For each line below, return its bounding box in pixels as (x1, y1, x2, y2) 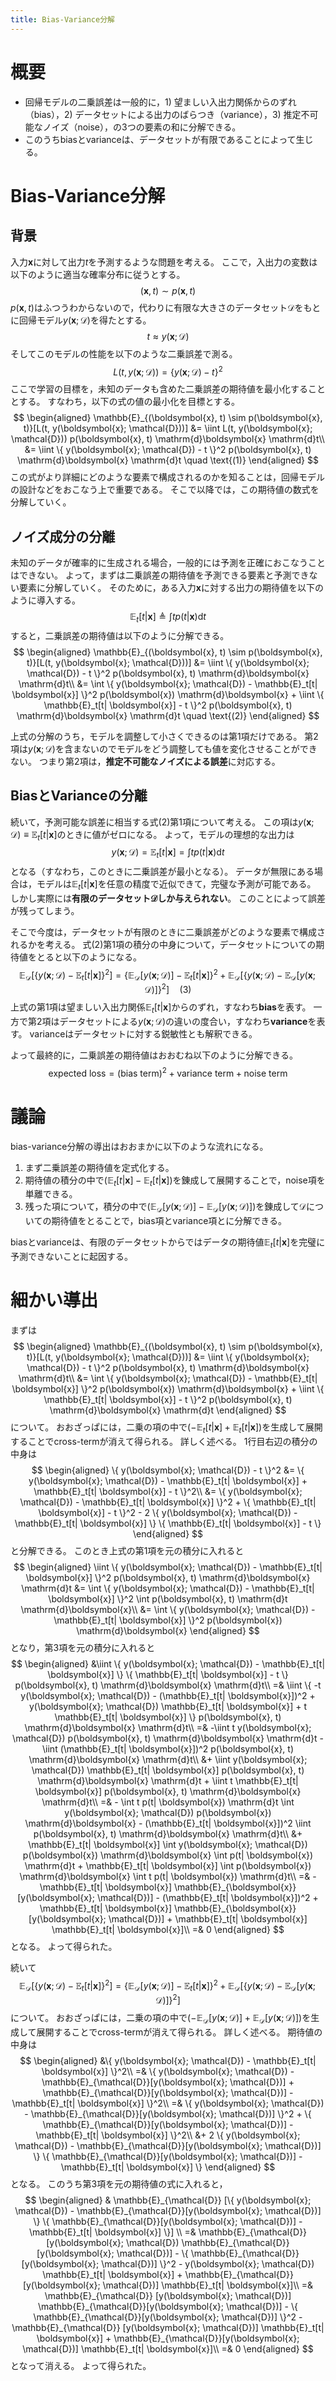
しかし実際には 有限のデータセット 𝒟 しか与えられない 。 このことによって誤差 (10, 892, 327, 905)
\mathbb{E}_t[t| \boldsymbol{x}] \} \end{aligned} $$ (60, 2161, 276, 2173)
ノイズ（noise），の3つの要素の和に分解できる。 (42, 121, 242, 133)
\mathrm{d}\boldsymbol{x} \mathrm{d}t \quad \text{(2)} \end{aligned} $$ (16, 709, 320, 721)
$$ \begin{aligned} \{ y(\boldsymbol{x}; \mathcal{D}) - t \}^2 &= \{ (31, 1464, 305, 1476)
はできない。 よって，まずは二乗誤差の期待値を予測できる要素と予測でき (10, 569, 310, 581)
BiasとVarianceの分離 (10, 787, 148, 805)
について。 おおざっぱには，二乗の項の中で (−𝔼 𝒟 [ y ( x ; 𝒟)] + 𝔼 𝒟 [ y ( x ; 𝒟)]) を (10, 2011, 312, 2026)
